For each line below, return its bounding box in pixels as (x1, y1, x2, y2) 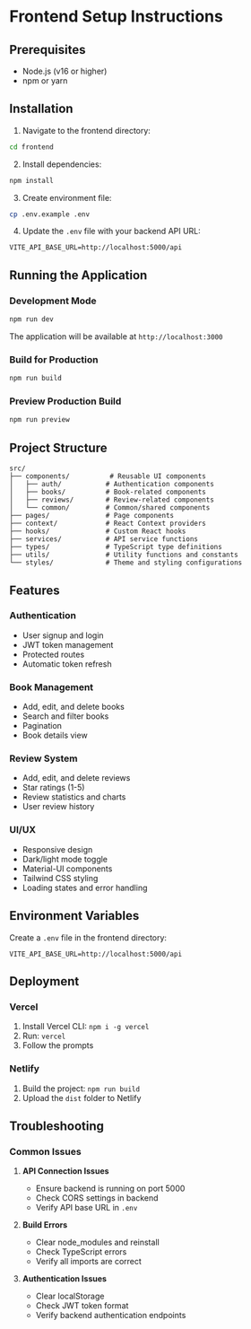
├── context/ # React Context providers (9, 519, 206, 529)
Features (9, 582, 60, 598)
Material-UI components (22, 863, 113, 874)
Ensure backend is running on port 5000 (35, 1183, 186, 1194)
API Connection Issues (22, 1166, 109, 1176)
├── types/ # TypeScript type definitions (9, 543, 222, 552)
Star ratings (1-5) (22, 783, 85, 793)
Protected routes (22, 649, 85, 660)
